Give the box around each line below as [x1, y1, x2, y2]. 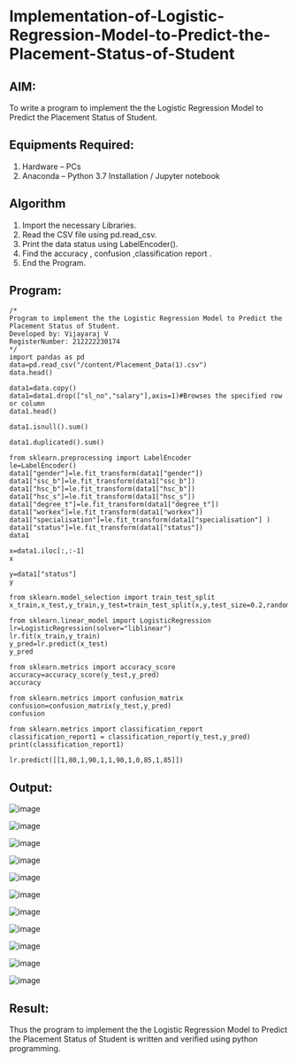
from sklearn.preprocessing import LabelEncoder [9, 453, 192, 462]
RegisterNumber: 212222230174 [9, 337, 121, 346]
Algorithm [9, 197, 66, 212]
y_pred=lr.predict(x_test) [9, 640, 109, 648]
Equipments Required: [9, 137, 134, 152]
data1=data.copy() [9, 384, 77, 393]
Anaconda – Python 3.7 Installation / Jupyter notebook [21, 170, 220, 181]
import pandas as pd [9, 353, 86, 362]
